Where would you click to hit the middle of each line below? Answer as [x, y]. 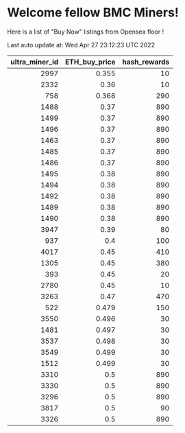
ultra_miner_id [35, 62]
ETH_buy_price [90, 62]
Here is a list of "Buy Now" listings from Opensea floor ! [86, 32]
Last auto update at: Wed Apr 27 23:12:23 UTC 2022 [81, 45]
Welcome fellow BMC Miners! [93, 13]
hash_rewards [146, 62]
